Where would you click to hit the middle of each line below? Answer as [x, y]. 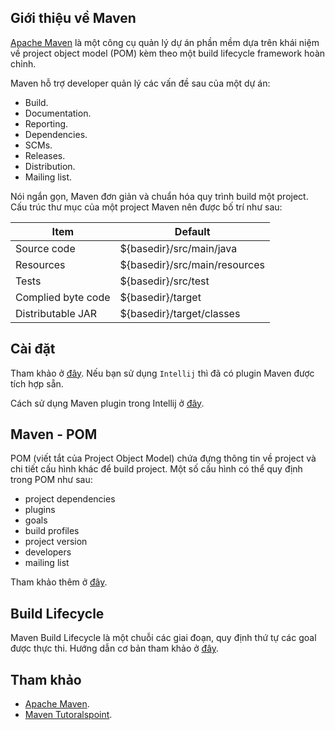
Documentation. [58, 113]
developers [48, 552]
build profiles [52, 531]
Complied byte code [63, 297]
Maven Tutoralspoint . [68, 715]
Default [192, 231]
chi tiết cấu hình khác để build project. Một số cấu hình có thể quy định [156, 469]
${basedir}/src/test [164, 281]
